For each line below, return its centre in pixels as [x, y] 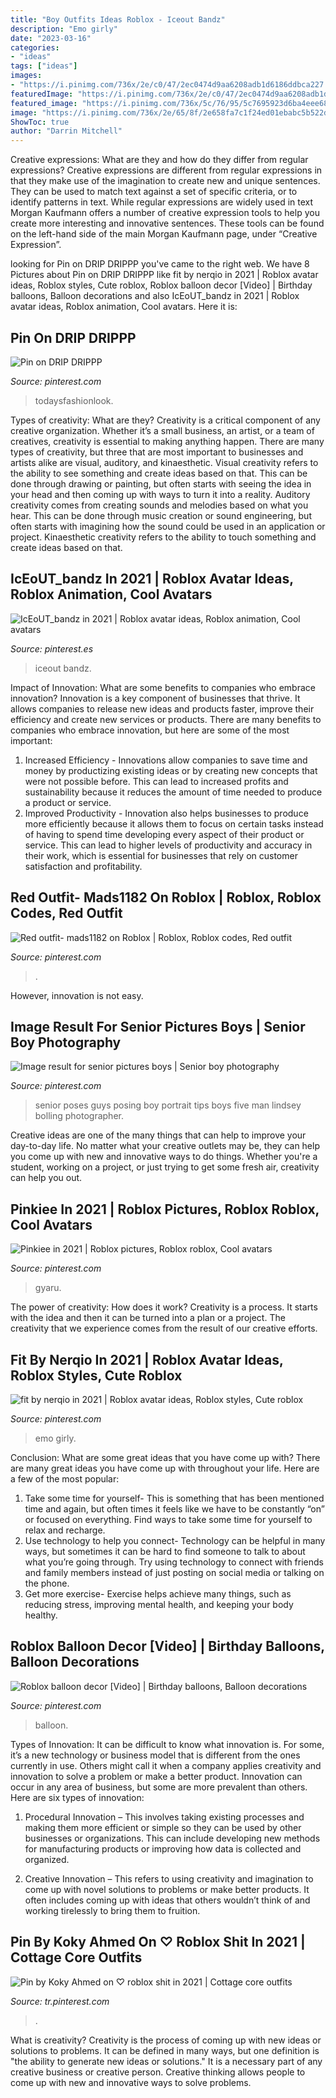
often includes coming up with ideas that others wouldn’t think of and [167, 1900]
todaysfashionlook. [74, 400]
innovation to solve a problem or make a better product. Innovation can [156, 1776]
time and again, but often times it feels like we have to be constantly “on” [174, 1509]
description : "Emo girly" [64, 29]
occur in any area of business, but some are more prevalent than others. [159, 1787]
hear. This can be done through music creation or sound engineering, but [161, 515]
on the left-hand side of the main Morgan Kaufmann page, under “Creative [164, 234]
